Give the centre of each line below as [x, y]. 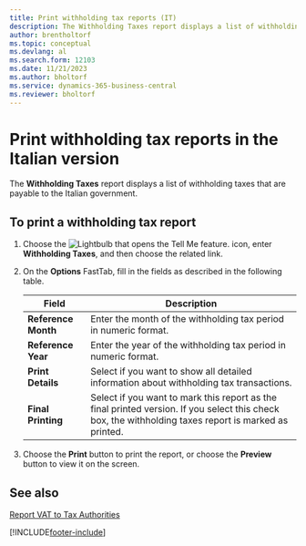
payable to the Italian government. [74, 193]
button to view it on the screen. [81, 464]
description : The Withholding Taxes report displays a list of [132, 26]
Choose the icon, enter [147, 244]
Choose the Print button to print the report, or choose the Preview [147, 454]
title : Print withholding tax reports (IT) [93, 18]
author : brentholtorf [51, 35]
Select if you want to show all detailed [171, 372]
